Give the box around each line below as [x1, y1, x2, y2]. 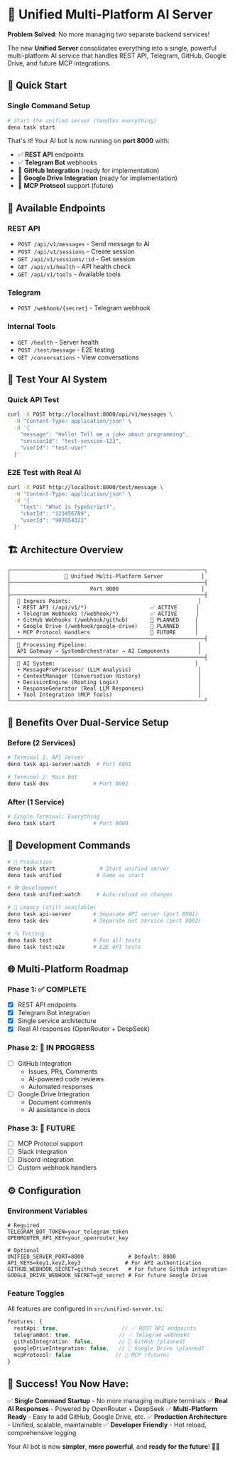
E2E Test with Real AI [7, 468, 82, 478]
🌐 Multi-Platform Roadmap [7, 963, 129, 975]
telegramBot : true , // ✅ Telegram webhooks [13, 1331, 190, 1339]
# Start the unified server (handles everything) [7, 117, 158, 124]
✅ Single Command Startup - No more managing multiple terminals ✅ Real [7, 1397, 229, 1405]
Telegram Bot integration [17, 1009, 91, 1017]
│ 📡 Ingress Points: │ [7, 597, 202, 604]
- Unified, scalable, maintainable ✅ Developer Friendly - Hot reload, [7, 1420, 207, 1430]
